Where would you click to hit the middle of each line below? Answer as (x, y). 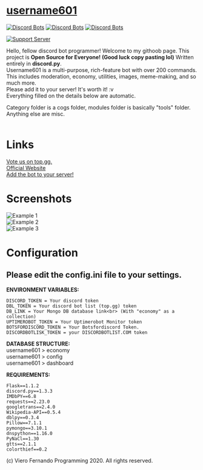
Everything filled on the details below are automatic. (71, 96)
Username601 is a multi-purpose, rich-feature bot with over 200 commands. (101, 70)
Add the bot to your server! (40, 174)
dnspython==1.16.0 (29, 433)
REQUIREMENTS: (28, 374)
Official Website (26, 168)
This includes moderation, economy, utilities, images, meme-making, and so (101, 76)
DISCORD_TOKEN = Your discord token (52, 301)
